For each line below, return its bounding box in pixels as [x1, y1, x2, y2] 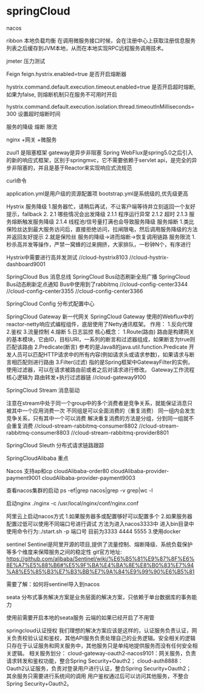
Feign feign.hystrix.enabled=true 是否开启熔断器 [6, 70, 127, 77]
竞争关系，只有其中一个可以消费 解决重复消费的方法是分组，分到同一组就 [6, 414, 189, 422]
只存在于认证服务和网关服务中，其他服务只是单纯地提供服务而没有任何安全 [6, 642, 192, 649]
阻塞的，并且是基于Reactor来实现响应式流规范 [16, 164, 132, 171]
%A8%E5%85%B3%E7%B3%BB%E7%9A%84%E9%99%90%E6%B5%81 [6, 568, 195, 575]
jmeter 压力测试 [6, 57, 46, 64]
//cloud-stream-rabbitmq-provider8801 [70, 429, 169, 436]
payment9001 [6, 474, 41, 481]
